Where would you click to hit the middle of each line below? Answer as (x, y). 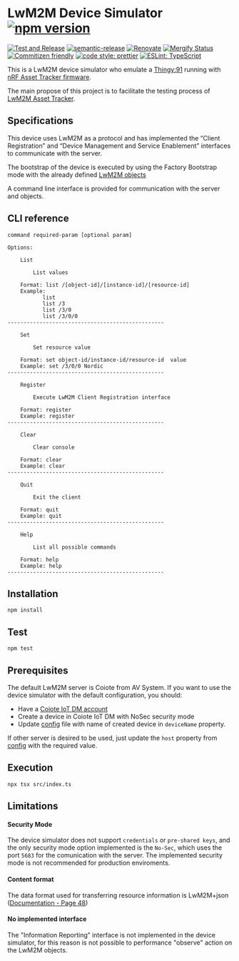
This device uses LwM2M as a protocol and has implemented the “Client (114, 138)
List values (51, 273)
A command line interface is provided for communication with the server (114, 188)
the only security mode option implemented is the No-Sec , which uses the (115, 848)
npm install (25, 610)
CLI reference (38, 219)
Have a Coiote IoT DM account (63, 709)
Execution (30, 768)
